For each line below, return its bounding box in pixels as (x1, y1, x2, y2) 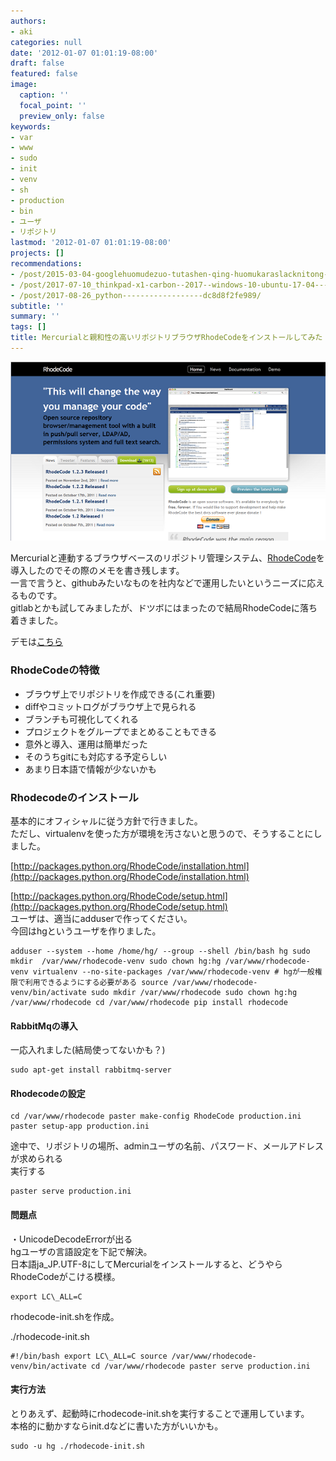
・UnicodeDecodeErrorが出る (10, 1233, 133, 1245)
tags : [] (10, 322, 47, 332)
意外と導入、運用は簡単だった (24, 738, 148, 750)
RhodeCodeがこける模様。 (10, 1270, 121, 1282)
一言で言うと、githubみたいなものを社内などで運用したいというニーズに (10, 577, 308, 589)
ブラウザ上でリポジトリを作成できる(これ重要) (24, 688, 216, 700)
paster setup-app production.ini (10, 1121, 150, 1132)
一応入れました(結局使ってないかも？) (10, 1044, 166, 1056)
